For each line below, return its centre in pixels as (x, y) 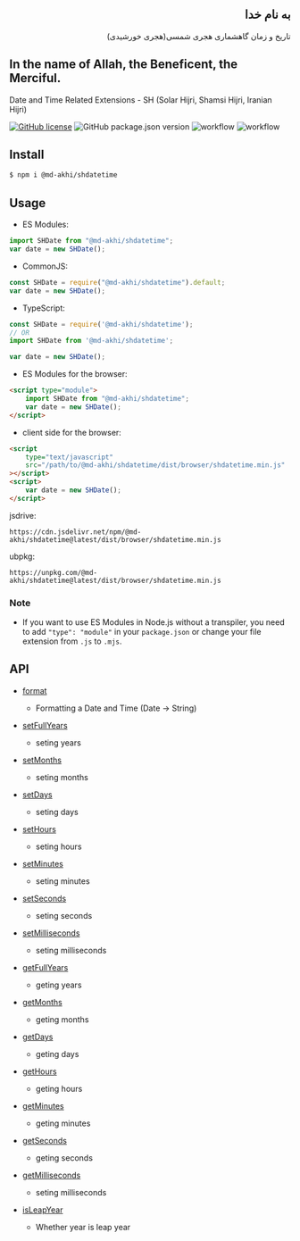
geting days (57, 1054)
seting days (57, 812)
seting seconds (64, 915)
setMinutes (43, 863)
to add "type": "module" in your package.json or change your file (142, 632)
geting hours (59, 1088)
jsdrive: (23, 515)
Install (27, 155)
